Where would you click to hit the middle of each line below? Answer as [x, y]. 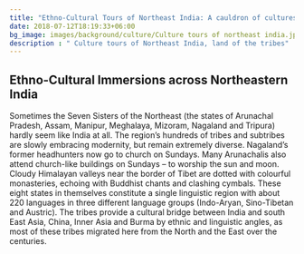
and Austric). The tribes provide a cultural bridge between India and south [147, 212]
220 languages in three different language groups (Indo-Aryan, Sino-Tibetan [152, 203]
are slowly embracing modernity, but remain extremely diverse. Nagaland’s [149, 145]
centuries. [28, 241]
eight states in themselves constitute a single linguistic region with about [145, 193]
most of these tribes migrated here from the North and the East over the [143, 231]
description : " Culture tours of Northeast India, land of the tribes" [149, 43]
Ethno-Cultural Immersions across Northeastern [149, 79]
